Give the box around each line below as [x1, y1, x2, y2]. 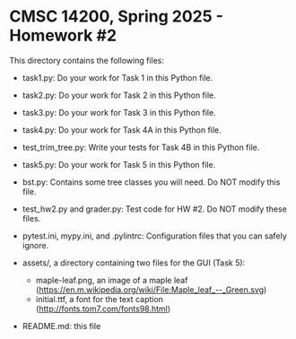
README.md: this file [22, 320, 101, 331]
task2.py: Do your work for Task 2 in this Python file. [22, 90, 217, 100]
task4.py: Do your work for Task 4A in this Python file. [22, 124, 222, 135]
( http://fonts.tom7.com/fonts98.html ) [35, 303, 171, 314]
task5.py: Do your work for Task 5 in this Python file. [22, 159, 216, 169]
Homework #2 [9, 25, 118, 46]
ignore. [22, 239, 49, 250]
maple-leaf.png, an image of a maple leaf [35, 274, 188, 285]
